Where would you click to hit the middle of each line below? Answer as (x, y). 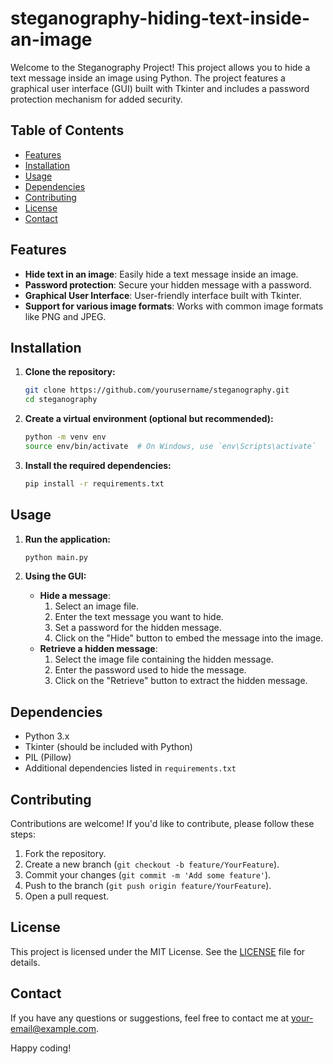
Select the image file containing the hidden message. (164, 659)
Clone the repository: (70, 372)
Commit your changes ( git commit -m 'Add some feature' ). (148, 875)
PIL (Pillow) (48, 758)
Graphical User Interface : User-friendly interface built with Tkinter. (163, 295)
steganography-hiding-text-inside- (160, 18)
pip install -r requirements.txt (94, 483)
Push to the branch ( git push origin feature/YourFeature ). (148, 886)
